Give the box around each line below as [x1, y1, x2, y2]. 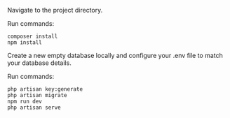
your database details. [7, 59, 72, 67]
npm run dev [7, 98, 42, 105]
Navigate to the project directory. [7, 6, 103, 14]
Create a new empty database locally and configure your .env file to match [7, 52, 223, 59]
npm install [7, 39, 42, 46]
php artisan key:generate [7, 86, 83, 93]
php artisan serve [7, 104, 61, 111]
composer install [7, 33, 58, 40]
